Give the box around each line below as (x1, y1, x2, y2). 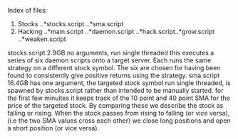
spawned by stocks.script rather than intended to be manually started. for (7, 87, 224, 94)
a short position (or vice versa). (7, 124, 100, 132)
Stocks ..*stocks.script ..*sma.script (17, 20, 124, 28)
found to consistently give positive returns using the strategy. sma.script (7, 71, 219, 79)
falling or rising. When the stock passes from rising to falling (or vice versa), (7, 109, 230, 117)
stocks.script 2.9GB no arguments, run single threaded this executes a (7, 49, 214, 57)
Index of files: (7, 6, 48, 14)
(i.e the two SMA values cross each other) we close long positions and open (7, 116, 232, 125)
